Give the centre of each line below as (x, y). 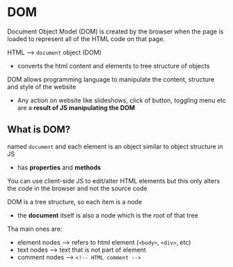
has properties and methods (59, 167)
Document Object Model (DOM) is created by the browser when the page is (115, 31)
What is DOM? (39, 130)
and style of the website (42, 86)
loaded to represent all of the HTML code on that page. (86, 38)
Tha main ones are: (35, 229)
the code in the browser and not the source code (77, 188)
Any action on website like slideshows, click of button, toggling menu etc (121, 100)
